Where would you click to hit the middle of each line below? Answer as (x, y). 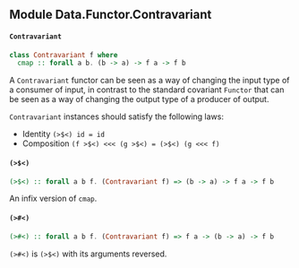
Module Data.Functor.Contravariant (111, 15)
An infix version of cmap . (53, 199)
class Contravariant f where (64, 55)
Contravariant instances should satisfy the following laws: (116, 117)
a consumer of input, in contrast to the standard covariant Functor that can (147, 90)
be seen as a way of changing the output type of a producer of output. (139, 99)
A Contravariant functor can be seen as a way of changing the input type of (149, 81)
